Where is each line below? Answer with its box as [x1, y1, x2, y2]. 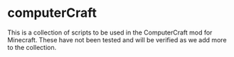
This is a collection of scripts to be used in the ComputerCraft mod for [7, 28, 213, 37]
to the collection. [7, 43, 57, 51]
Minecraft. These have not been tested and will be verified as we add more [7, 35, 227, 44]
